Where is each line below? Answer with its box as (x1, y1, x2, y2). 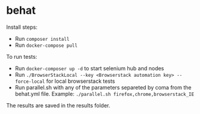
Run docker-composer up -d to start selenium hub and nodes (14, 64, 165, 72)
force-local (14, 79, 45, 85)
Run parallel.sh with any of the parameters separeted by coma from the (14, 83, 192, 91)
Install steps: (6, 23, 38, 31)
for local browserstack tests (46, 77, 115, 85)
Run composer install (14, 35, 70, 42)
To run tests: (6, 53, 37, 60)
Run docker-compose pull (14, 41, 78, 49)
